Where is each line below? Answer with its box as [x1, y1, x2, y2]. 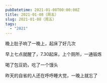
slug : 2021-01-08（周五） [5, 17, 57, 22]
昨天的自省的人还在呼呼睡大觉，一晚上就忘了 [5, 72, 98, 78]
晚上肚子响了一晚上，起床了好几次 [5, 41, 76, 47]
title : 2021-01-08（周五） [5, 12, 59, 17]
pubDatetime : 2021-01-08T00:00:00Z [5, 7, 80, 13]
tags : [5, 21, 17, 27]
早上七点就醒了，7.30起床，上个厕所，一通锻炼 [5, 51, 102, 57]
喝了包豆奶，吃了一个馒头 [5, 62, 58, 68]
